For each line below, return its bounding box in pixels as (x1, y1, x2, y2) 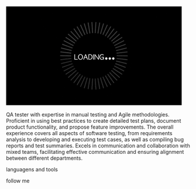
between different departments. (6, 154, 83, 161)
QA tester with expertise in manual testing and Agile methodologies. (6, 111, 170, 118)
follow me (6, 177, 30, 184)
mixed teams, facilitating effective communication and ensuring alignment (6, 149, 184, 155)
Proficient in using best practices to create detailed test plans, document (6, 118, 181, 124)
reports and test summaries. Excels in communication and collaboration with (6, 142, 190, 149)
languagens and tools (6, 166, 59, 173)
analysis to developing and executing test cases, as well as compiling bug (6, 136, 184, 143)
